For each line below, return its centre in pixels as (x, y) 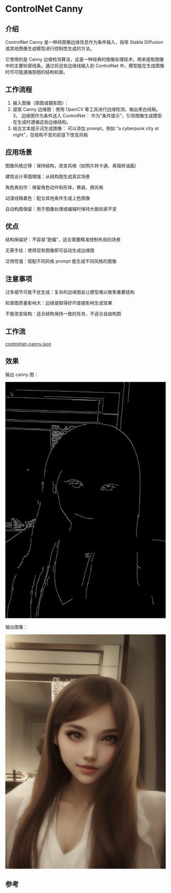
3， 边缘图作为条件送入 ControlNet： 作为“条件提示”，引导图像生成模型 (87, 116)
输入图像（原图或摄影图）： (40, 103)
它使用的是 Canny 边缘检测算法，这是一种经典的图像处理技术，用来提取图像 (85, 59)
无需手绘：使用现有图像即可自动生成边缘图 (50, 251)
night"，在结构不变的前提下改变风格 (50, 134)
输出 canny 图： (22, 374)
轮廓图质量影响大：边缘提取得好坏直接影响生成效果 (59, 303)
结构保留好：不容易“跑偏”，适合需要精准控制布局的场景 (63, 239)
